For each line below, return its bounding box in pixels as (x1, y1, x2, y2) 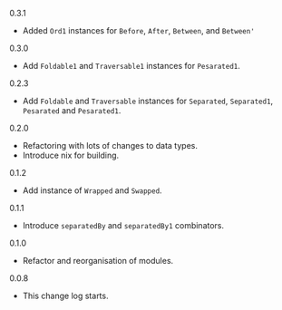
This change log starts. (22, 290, 109, 301)
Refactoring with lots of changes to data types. (22, 140, 198, 150)
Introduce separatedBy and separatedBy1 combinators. (22, 220, 225, 230)
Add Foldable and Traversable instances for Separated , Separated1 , (22, 95, 274, 106)
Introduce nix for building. (22, 150, 120, 160)
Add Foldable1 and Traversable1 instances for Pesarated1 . (22, 61, 240, 71)
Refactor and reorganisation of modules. (22, 256, 174, 266)
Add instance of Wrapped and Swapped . (22, 185, 162, 196)
